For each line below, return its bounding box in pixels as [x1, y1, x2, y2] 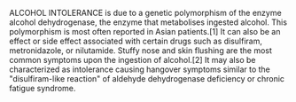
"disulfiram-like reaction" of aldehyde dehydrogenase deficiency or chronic [9, 74, 285, 83]
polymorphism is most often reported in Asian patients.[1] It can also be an [9, 27, 281, 36]
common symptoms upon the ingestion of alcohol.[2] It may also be [9, 55, 256, 65]
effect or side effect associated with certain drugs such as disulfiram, [9, 35, 263, 46]
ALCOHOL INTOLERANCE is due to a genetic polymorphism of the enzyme [9, 8, 282, 18]
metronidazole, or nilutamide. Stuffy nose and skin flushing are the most [9, 45, 273, 56]
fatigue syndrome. [9, 83, 76, 93]
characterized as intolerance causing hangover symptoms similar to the [9, 64, 270, 75]
